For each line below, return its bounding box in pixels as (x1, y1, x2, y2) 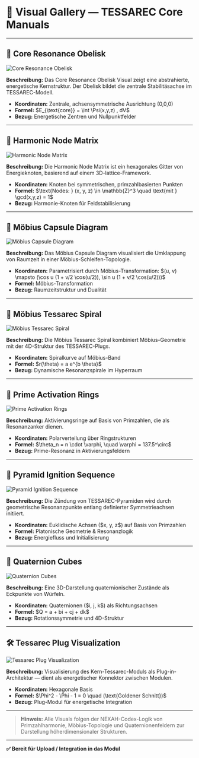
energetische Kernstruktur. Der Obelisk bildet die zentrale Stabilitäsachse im (6, 83, 192, 90)
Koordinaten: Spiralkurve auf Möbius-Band (14, 354, 121, 361)
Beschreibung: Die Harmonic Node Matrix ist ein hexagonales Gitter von (6, 163, 184, 170)
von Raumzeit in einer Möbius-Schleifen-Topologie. (6, 256, 131, 263)
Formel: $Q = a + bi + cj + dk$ (14, 608, 90, 615)
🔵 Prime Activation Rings (6, 389, 99, 399)
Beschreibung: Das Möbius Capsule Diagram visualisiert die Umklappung (6, 249, 187, 257)
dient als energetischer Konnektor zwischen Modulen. (41, 674, 173, 681)
